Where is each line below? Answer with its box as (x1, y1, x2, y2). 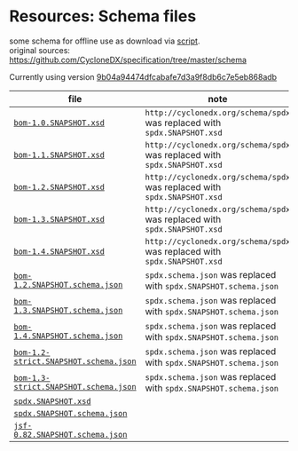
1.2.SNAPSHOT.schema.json (13, 280, 123, 289)
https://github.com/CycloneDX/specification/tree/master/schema (9, 54, 247, 65)
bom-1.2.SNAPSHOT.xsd (13, 182, 105, 192)
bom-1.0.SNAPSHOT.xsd (13, 117, 105, 128)
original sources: (9, 44, 71, 55)
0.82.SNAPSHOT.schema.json (13, 429, 128, 439)
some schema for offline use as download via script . (9, 36, 200, 46)
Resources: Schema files (9, 6, 197, 27)
